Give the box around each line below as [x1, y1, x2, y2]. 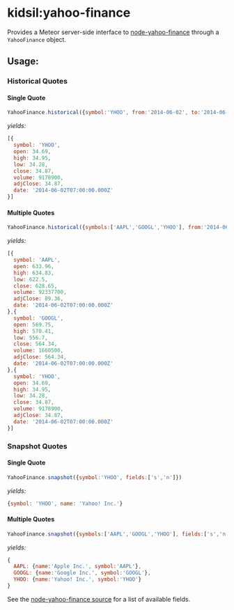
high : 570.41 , [13, 327, 54, 335]
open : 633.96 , [13, 263, 54, 269]
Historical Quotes [7, 77, 68, 86]
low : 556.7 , [13, 334, 49, 341]
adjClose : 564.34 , [13, 354, 68, 361]
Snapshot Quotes [7, 441, 68, 451]
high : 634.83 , [13, 269, 54, 276]
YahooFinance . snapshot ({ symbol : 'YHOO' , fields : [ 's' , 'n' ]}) [7, 474, 182, 481]
